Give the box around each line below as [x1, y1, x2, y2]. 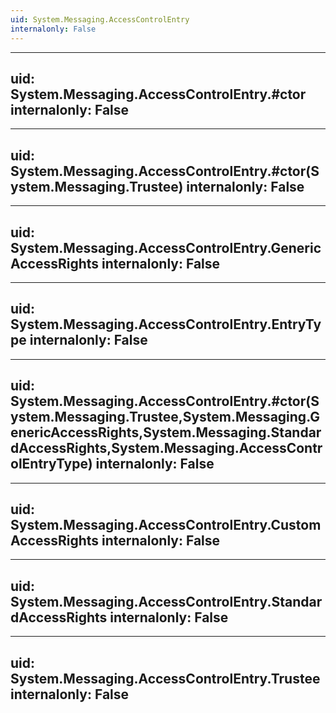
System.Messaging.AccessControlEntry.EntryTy [10, 316, 322, 333]
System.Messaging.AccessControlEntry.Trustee [10, 670, 321, 687]
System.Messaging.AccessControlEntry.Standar [10, 593, 323, 610]
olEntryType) [10, 456, 93, 473]
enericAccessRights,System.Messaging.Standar [10, 424, 322, 441]
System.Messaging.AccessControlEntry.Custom [10, 516, 322, 533]
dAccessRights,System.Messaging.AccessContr [10, 440, 323, 457]
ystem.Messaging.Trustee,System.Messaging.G [10, 409, 320, 426]
